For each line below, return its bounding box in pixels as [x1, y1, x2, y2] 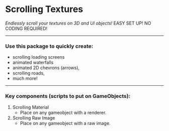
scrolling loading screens [12, 54, 65, 60]
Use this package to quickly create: [5, 43, 94, 50]
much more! [12, 75, 38, 81]
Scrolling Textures [5, 4, 83, 15]
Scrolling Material [12, 104, 49, 110]
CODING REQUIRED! [5, 25, 48, 31]
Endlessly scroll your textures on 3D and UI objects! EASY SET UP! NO [5, 20, 151, 26]
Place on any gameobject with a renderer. [20, 109, 107, 115]
